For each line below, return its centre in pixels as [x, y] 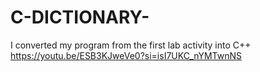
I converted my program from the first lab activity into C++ [131, 45]
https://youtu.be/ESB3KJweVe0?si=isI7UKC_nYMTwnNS [126, 55]
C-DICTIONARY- [80, 17]
